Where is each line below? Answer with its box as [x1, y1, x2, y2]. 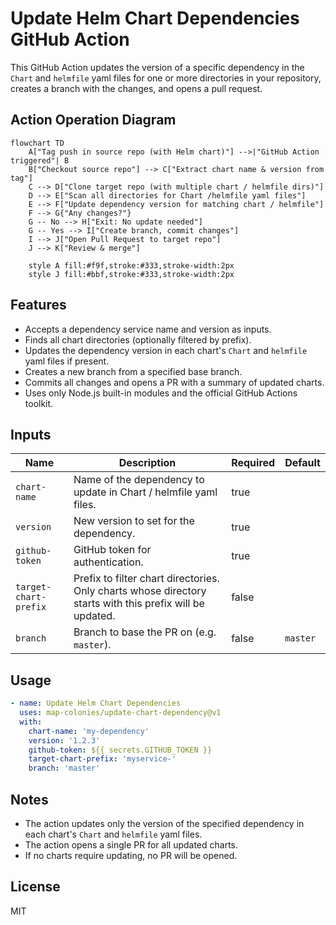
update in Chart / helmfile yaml [73, 485, 218, 499]
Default [284, 456, 321, 470]
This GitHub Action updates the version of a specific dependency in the [10, 61, 305, 73]
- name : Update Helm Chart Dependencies [10, 698, 182, 709]
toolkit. [24, 397, 54, 409]
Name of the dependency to [73, 473, 205, 487]
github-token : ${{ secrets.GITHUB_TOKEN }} [28, 745, 213, 755]
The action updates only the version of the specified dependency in [24, 818, 305, 829]
